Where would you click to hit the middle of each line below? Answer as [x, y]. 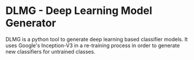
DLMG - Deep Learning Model [79, 11]
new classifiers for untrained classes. [50, 51]
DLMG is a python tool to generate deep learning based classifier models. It [97, 39]
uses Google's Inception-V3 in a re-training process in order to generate [93, 45]
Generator [31, 23]
